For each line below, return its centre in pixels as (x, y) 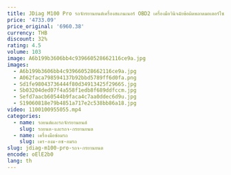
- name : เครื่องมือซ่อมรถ (41, 135)
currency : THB (27, 33)
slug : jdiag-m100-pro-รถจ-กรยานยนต (55, 148)
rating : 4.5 (24, 45)
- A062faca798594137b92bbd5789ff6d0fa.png (75, 78)
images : (18, 65)
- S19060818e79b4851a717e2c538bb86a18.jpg (75, 103)
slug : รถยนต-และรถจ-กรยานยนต (56, 129)
